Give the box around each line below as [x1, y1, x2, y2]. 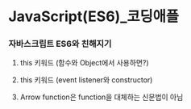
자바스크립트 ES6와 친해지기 [8, 38, 112, 49]
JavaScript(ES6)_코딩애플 [8, 7, 180, 26]
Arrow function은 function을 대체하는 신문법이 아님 [19, 92, 184, 102]
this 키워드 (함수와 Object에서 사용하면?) [19, 58, 149, 68]
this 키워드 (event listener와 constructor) [19, 75, 153, 85]
